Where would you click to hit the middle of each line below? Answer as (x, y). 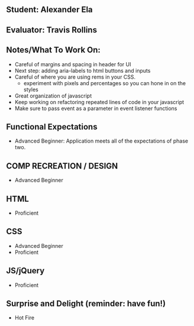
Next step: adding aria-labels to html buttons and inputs (83, 70)
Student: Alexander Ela (49, 10)
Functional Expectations (52, 127)
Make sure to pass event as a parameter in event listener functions (96, 108)
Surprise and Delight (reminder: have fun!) (86, 304)
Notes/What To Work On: (53, 50)
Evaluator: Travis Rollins (52, 30)
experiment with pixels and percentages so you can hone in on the (105, 83)
